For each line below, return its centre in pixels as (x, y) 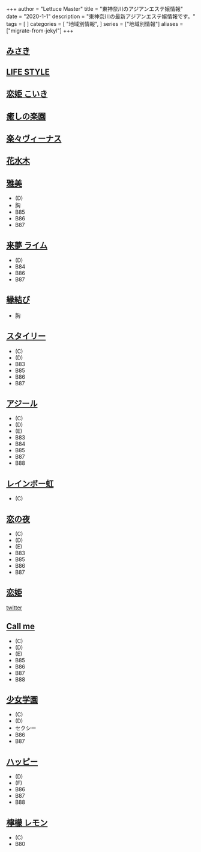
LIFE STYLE (28, 72)
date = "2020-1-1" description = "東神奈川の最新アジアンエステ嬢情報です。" (101, 16)
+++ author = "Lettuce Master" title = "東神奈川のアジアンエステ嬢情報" (95, 9)
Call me (20, 627)
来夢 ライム (27, 245)
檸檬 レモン (27, 823)
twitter (14, 608)
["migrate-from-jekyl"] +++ (40, 31)
